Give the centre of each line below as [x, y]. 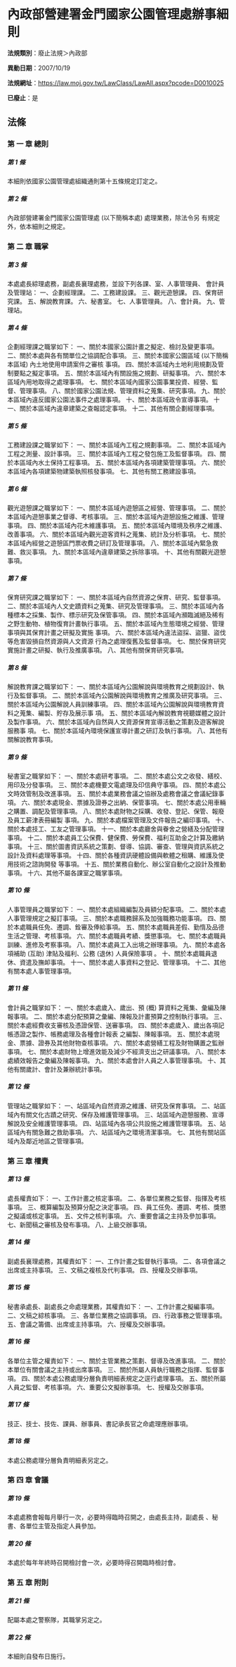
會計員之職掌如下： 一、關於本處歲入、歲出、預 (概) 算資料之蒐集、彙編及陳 [117, 1008]
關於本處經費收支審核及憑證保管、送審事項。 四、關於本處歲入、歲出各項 [113, 1025]
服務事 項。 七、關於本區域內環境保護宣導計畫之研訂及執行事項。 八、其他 [114, 731]
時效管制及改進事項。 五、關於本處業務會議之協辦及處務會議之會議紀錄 [116, 793]
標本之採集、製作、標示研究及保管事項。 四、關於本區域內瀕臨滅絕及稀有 [119, 614]
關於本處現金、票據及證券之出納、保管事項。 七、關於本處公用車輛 [130, 802]
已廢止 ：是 [23, 98]
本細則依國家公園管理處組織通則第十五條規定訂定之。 [84, 181]
